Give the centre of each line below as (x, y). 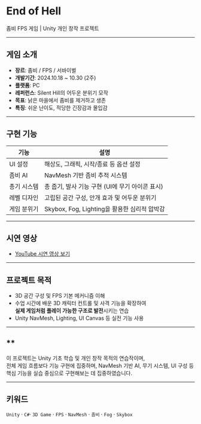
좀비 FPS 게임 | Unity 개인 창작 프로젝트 (53, 28)
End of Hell (34, 11)
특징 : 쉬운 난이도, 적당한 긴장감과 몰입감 (61, 107)
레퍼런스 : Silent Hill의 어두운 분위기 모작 (62, 93)
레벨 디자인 (24, 198)
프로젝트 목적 (29, 280)
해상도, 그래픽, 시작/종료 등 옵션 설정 (92, 164)
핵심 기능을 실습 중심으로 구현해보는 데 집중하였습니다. (69, 373)
